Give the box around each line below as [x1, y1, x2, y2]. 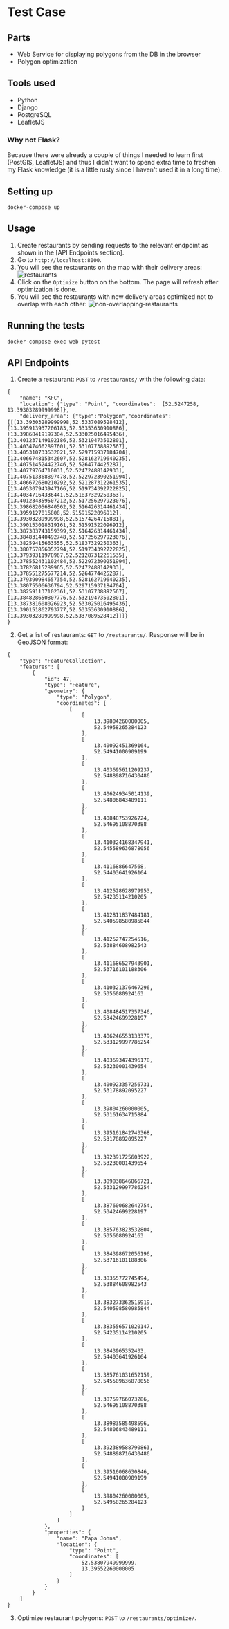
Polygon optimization [17, 57, 78, 66]
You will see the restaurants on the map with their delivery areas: [17, 263, 203, 271]
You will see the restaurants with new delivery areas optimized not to [17, 292, 214, 301]
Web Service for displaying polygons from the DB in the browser [17, 50, 201, 58]
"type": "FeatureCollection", [19, 658, 107, 665]
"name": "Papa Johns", [56, 1535, 122, 1543]
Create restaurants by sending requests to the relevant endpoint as [17, 241, 209, 249]
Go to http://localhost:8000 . [17, 255, 102, 264]
